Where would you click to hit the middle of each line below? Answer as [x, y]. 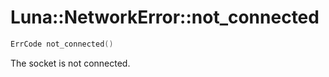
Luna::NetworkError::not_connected [165, 17]
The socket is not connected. [70, 63]
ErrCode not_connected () [62, 44]
